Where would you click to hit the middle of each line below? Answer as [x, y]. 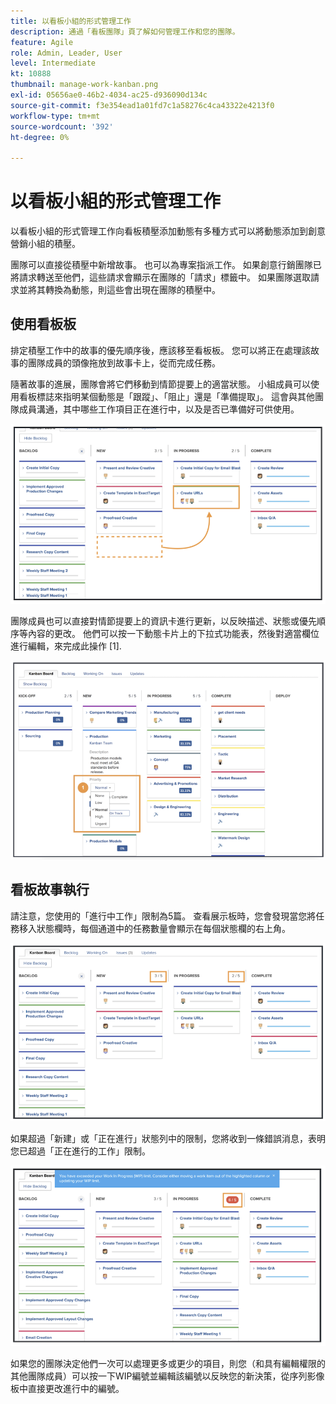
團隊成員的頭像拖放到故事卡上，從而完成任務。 [124, 362]
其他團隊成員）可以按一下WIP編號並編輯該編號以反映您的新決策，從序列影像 [167, 1376]
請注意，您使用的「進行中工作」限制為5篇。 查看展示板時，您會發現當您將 [163, 916]
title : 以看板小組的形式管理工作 [71, 21]
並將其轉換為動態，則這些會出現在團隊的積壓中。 [119, 290]
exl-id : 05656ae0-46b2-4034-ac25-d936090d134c [109, 95]
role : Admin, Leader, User [66, 53]
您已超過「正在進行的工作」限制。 [80, 1151]
